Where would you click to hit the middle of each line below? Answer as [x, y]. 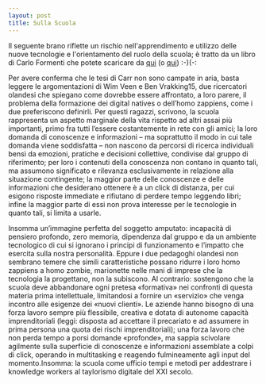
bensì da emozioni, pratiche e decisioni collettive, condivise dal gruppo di [128, 154]
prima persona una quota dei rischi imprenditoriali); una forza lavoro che [126, 329]
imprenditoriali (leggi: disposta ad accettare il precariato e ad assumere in [129, 321]
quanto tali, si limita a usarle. [55, 213]
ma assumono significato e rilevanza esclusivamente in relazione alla [121, 171]
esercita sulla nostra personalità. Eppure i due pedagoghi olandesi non [123, 253]
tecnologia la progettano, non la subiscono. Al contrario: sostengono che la [131, 278]
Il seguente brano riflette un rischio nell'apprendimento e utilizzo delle [122, 45]
